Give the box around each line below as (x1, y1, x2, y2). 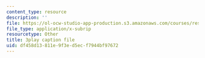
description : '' (6, 14, 48, 21)
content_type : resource (6, 8, 67, 15)
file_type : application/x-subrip (6, 25, 92, 32)
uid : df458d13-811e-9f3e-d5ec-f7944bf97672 (6, 43, 119, 49)
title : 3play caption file (6, 37, 75, 43)
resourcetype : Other (6, 31, 59, 37)
